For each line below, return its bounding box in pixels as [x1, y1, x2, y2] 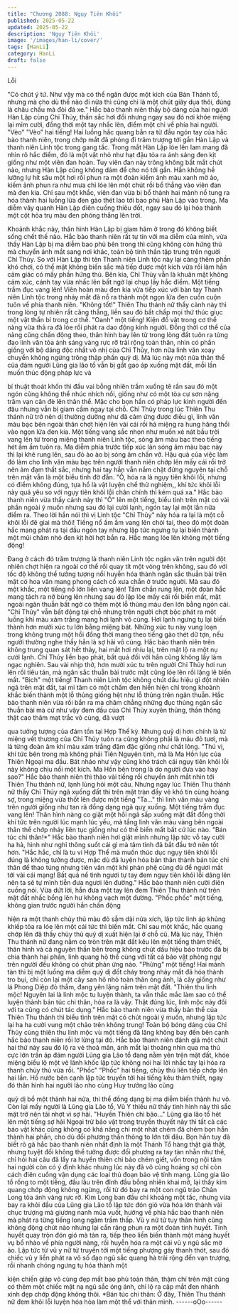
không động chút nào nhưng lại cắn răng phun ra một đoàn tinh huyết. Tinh [7, 1223, 227, 1231]
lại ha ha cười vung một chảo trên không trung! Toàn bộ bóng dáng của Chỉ [7, 1020, 227, 1028]
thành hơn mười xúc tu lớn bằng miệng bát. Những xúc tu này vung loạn [7, 622, 217, 631]
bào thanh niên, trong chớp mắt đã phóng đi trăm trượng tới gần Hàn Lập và [7, 135, 229, 144]
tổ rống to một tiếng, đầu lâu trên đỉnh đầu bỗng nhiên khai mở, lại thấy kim [7, 1178, 227, 1186]
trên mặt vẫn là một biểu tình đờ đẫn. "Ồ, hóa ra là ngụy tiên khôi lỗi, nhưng [7, 472, 227, 481]
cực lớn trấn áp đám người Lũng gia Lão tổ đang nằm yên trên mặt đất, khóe [7, 1051, 229, 1059]
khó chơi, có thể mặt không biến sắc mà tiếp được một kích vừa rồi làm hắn [7, 262, 227, 271]
